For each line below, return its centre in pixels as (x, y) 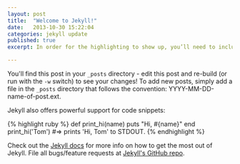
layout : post (27, 14)
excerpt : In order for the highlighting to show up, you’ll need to (111, 47)
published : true (31, 41)
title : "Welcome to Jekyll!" (52, 21)
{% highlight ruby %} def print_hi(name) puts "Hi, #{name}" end (101, 124)
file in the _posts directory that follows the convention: (87, 89)
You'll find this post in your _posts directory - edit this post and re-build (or (117, 73)
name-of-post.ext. (34, 96)
